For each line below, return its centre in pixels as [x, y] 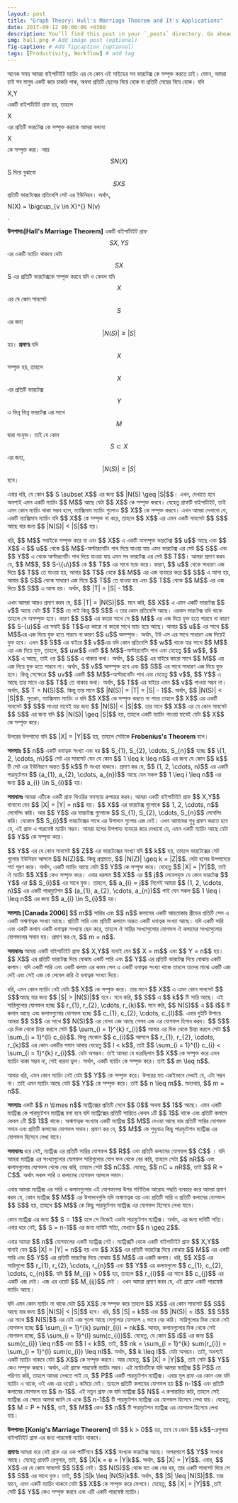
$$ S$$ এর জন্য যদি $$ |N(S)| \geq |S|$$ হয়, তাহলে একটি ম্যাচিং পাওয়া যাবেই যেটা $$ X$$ [116, 714]
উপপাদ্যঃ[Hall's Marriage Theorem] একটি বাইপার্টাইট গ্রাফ [77, 231]
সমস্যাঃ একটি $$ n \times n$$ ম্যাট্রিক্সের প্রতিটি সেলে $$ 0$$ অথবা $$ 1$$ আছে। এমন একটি [114, 1105]
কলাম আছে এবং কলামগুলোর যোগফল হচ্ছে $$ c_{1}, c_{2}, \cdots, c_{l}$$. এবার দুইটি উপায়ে [114, 1013]
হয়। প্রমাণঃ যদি [23, 344]
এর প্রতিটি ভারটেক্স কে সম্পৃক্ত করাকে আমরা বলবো [56, 127]
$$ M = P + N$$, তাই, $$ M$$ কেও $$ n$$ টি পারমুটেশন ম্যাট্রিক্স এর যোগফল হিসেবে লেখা [113, 1407]
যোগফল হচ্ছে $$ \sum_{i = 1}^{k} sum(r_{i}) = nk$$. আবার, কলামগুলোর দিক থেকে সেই [112, 1327]
